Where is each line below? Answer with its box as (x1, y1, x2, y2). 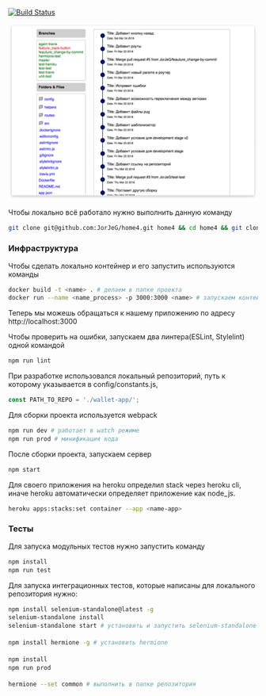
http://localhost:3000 (8, 317, 78, 327)
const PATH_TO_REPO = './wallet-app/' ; (8, 396, 140, 404)
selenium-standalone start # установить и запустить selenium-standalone (8, 622, 257, 630)
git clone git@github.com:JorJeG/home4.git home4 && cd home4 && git (8, 224, 243, 232)
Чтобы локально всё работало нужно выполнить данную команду (8, 208, 233, 217)
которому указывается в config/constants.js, (8, 380, 158, 389)
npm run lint (8, 357, 51, 365)
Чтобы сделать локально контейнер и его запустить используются (8, 261, 235, 270)
